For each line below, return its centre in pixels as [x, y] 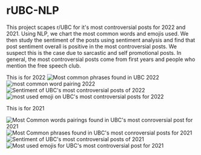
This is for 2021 [25, 108]
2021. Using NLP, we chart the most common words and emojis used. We [97, 33]
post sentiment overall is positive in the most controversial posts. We [91, 46]
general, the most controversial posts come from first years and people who [101, 59]
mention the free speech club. [44, 65]
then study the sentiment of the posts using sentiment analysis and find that [101, 40]
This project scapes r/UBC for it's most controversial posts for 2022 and [96, 27]
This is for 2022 [26, 77]
